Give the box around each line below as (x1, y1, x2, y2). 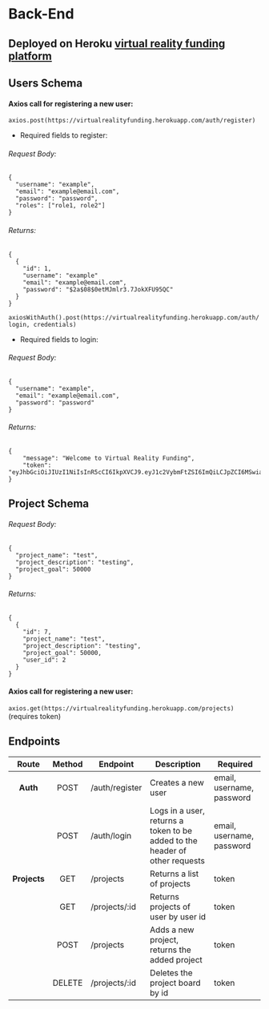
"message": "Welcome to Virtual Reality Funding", (22, 454, 195, 462)
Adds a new (149, 924, 195, 935)
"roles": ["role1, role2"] (15, 202, 106, 210)
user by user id (149, 911, 207, 922)
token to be (149, 825, 193, 836)
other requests (149, 854, 206, 866)
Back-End (8, 5, 74, 23)
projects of (149, 901, 191, 912)
